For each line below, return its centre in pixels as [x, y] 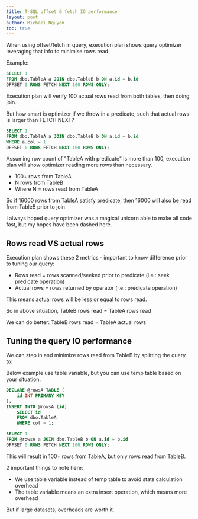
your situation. [24, 379]
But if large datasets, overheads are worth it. [60, 510]
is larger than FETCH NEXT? [40, 120]
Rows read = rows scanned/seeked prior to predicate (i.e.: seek [92, 275]
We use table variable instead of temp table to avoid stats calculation [98, 479]
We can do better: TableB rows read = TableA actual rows [76, 322]
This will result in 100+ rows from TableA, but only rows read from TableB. [96, 456]
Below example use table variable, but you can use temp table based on [94, 373]
